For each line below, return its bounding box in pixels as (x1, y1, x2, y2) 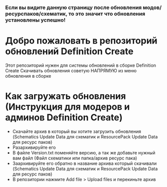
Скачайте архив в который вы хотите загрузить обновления (12, 128, 141, 134)
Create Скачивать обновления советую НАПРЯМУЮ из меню (5, 67, 137, 74)
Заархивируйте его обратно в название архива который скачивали (12, 160, 157, 166)
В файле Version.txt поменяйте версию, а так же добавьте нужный (12, 149, 155, 155)
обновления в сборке (5, 73, 52, 79)
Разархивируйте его (12, 144, 56, 150)
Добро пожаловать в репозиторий (5, 35, 158, 47)
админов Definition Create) (5, 112, 123, 123)
